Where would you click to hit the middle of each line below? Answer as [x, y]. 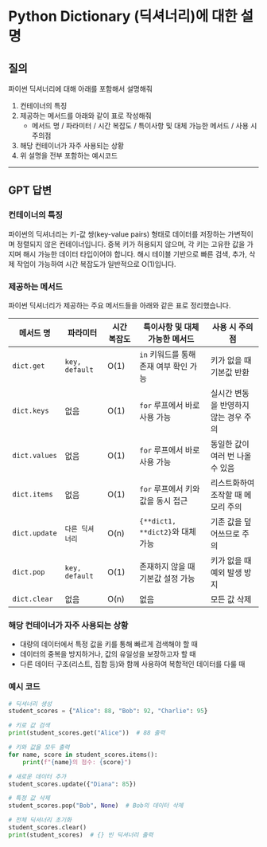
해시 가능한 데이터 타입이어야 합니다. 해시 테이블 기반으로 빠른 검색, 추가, [135, 254]
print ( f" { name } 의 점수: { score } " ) [77, 762]
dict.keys [31, 410]
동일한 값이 [230, 444]
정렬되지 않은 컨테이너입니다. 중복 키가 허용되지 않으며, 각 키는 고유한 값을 [131, 244]
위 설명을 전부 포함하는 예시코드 [68, 155]
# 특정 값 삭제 [29, 798]
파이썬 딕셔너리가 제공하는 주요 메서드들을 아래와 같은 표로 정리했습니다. [120, 305]
